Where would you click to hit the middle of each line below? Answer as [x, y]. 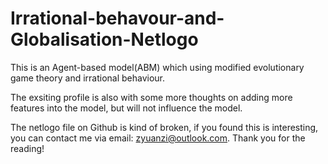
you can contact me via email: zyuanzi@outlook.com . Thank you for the [158, 138]
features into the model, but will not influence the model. [126, 108]
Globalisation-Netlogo [104, 39]
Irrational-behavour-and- [117, 18]
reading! [27, 148]
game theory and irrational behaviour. [88, 78]
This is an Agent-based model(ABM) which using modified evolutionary [157, 67]
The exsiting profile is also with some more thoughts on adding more [151, 97]
